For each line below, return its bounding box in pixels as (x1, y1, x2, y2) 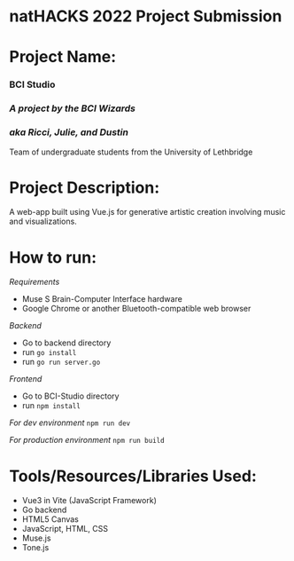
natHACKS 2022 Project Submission (9, 6, 282, 27)
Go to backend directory (21, 337, 112, 348)
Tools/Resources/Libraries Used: (9, 466, 257, 486)
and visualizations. (9, 216, 77, 227)
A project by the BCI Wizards (9, 102, 135, 115)
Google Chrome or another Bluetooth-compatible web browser (21, 304, 251, 314)
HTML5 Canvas (21, 514, 80, 525)
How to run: (9, 247, 97, 267)
